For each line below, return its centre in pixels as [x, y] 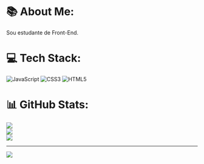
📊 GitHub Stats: [48, 105]
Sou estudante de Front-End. [42, 32]
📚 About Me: [40, 12]
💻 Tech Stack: [44, 58]
